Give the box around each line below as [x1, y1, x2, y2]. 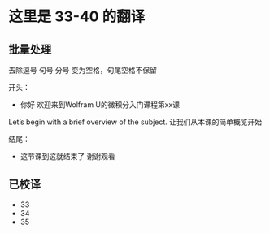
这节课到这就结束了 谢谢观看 [20, 152, 115, 161]
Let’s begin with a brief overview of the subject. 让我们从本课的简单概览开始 [8, 117, 263, 127]
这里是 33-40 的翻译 [8, 7, 146, 26]
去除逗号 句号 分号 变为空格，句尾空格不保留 [8, 66, 157, 75]
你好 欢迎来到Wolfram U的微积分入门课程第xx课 [20, 100, 181, 110]
